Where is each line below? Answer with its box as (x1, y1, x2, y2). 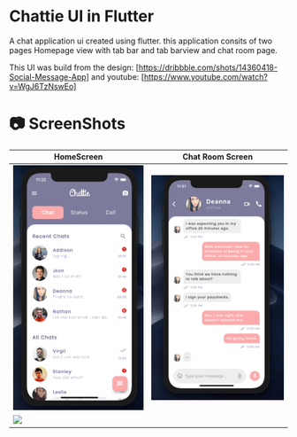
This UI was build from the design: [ (9, 62, 140, 73)
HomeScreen (53, 152, 103, 162)
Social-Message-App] (9, 71, 90, 82)
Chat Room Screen (182, 152, 254, 162)
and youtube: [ (91, 71, 144, 82)
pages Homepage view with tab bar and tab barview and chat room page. (9, 44, 278, 55)
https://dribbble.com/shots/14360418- (138, 62, 278, 73)
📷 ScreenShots (9, 113, 126, 134)
